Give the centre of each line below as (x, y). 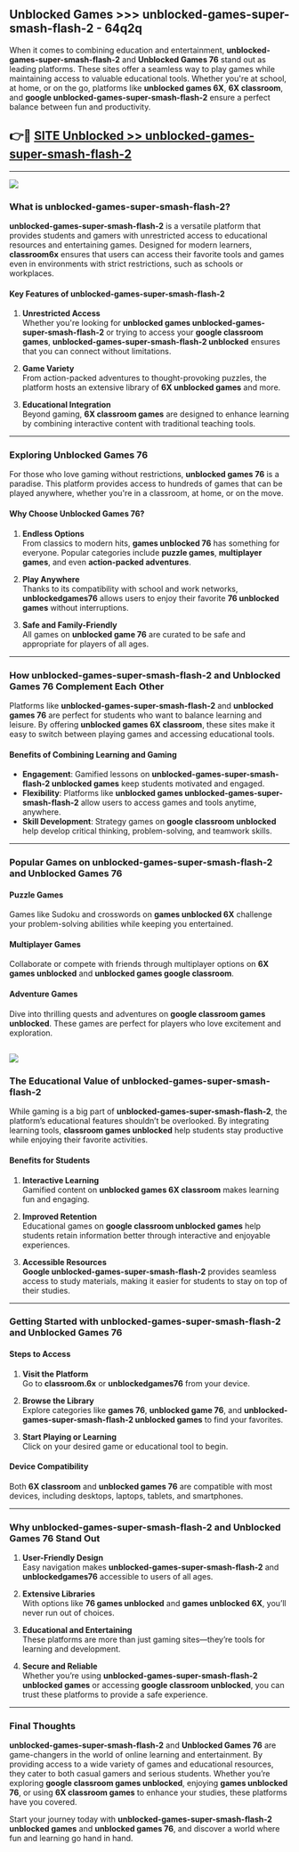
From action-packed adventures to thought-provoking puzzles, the (144, 378)
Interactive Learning (61, 1180)
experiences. (46, 1245)
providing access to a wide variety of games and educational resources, (141, 1764)
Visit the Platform (55, 1374)
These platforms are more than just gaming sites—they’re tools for (143, 1640)
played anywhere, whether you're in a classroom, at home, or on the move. (146, 493)
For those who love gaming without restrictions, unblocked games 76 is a (145, 475)
